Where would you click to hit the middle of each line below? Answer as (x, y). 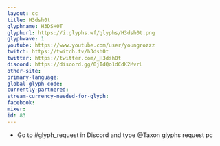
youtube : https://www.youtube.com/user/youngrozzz (81, 45)
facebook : (21, 103)
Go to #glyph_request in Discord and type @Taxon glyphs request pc (115, 135)
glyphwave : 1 (26, 39)
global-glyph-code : (35, 84)
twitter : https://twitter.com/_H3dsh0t (64, 58)
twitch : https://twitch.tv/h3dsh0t (58, 52)
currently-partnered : (38, 90)
